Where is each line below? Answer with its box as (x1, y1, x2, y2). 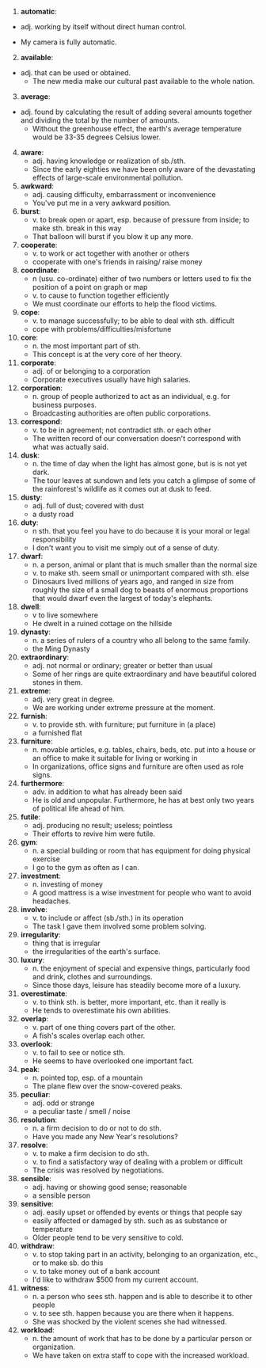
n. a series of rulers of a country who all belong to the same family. (32, 636, 251, 644)
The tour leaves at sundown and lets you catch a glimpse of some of (32, 476, 256, 485)
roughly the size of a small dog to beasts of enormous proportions (32, 585, 249, 595)
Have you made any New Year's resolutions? (32, 1132, 179, 1141)
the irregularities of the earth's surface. (32, 947, 161, 956)
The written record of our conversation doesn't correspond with (32, 434, 241, 443)
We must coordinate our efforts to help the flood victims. (32, 299, 217, 308)
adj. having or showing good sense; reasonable (32, 1183, 188, 1191)
